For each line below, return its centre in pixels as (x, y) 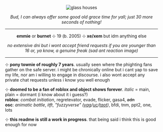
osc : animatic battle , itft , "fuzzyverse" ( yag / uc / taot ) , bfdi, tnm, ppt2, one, (78, 105)
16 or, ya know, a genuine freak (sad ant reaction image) (81, 50)
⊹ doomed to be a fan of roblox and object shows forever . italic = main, (78, 89)
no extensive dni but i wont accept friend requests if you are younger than (81, 45)
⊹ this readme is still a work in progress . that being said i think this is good (81, 119)
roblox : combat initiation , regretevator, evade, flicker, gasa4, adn (70, 100)
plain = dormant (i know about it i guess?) (47, 94)
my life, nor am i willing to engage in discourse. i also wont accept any (75, 75)
